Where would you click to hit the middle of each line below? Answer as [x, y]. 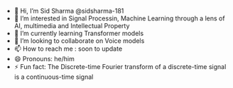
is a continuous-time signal [54, 77]
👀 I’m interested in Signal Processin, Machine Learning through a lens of [119, 18]
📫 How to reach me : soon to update [68, 49]
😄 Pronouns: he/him [44, 59]
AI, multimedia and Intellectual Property [72, 26]
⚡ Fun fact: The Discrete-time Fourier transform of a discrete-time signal [120, 67]
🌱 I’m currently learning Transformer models [79, 33]
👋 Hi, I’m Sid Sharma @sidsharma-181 [69, 11]
